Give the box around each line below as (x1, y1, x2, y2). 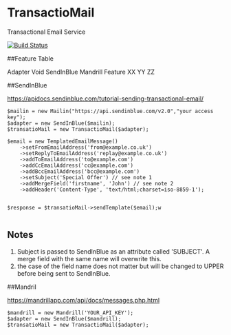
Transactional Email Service (7, 28, 86, 36)
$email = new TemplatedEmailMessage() (7, 138, 118, 145)
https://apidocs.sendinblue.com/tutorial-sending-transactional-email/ (7, 94, 204, 103)
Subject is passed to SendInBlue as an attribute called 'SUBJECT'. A (16, 247, 210, 256)
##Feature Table (7, 54, 54, 63)
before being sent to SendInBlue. (16, 269, 111, 277)
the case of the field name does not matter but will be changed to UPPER (16, 262, 224, 270)
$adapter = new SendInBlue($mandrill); (7, 315, 122, 322)
